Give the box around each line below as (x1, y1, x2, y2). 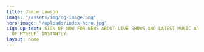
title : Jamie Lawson (6, 8, 59, 15)
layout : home (6, 36, 39, 42)
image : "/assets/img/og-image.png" (6, 14, 97, 20)
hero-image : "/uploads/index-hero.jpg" (6, 20, 107, 26)
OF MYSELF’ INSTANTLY (12, 31, 67, 37)
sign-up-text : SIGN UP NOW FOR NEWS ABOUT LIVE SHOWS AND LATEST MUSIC (6, 25, 191, 32)
